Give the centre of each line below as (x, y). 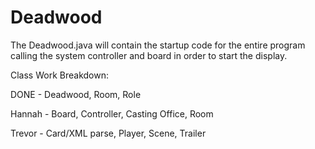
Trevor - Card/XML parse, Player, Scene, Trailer (108, 133)
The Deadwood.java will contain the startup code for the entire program (158, 45)
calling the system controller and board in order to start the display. (149, 55)
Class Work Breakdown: (59, 75)
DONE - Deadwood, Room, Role (76, 94)
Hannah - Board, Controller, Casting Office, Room (112, 113)
